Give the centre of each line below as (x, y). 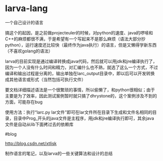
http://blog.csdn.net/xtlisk (31, 143)
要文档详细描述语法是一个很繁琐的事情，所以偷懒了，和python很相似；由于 (80, 90)
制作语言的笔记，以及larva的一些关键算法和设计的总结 (59, 153)
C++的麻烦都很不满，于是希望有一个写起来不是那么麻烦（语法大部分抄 (75, 39)
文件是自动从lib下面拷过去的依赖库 (39, 124)
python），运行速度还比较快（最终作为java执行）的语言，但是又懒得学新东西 (81, 45)
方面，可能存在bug (24, 102)
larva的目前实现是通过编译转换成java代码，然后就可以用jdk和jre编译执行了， (81, 61)
